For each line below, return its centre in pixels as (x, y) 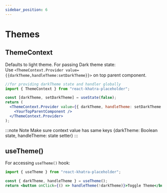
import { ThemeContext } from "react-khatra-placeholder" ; (68, 89)
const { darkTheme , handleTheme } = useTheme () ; (56, 181)
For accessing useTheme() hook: (38, 163)
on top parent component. (120, 75)
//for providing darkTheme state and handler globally (63, 84)
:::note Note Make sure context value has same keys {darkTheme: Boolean (82, 130)
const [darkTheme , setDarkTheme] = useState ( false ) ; (61, 98)
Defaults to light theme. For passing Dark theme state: (60, 64)
